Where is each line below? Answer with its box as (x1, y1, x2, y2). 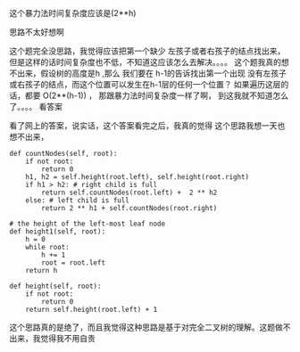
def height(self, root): (9, 282, 102, 291)
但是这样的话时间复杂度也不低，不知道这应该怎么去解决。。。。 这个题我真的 (9, 57, 281, 67)
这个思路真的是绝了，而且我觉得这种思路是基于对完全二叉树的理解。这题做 (9, 322, 283, 332)
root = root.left (41, 258, 105, 267)
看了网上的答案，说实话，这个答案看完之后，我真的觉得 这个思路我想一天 (9, 120, 278, 131)
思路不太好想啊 (9, 27, 64, 37)
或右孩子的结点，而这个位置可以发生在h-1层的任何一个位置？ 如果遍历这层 (9, 79, 281, 89)
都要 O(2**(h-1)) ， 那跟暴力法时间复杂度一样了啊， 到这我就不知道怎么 (24, 90, 288, 101)
